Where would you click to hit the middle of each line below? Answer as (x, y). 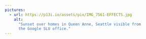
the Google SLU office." (44, 29)
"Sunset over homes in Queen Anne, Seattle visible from (80, 24)
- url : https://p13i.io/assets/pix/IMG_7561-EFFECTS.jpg (71, 15)
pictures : (15, 10)
